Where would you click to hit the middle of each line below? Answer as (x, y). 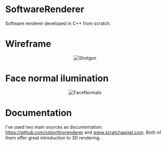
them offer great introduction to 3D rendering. (53, 137)
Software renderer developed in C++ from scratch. (58, 23)
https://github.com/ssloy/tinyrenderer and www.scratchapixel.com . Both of (83, 132)
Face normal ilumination (57, 78)
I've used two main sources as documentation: (54, 127)
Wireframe (28, 44)
